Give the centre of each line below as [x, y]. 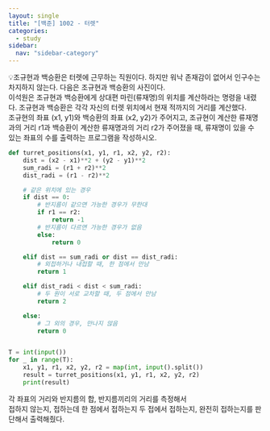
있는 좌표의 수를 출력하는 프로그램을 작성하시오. [83, 137]
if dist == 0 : [46, 197]
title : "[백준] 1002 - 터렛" [54, 23]
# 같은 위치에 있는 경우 [57, 190]
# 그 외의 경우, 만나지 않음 [78, 323]
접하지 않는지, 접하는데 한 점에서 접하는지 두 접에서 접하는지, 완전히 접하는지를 [131, 408]
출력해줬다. [47, 419]
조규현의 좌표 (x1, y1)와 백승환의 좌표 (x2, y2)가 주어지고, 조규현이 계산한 [123, 117]
